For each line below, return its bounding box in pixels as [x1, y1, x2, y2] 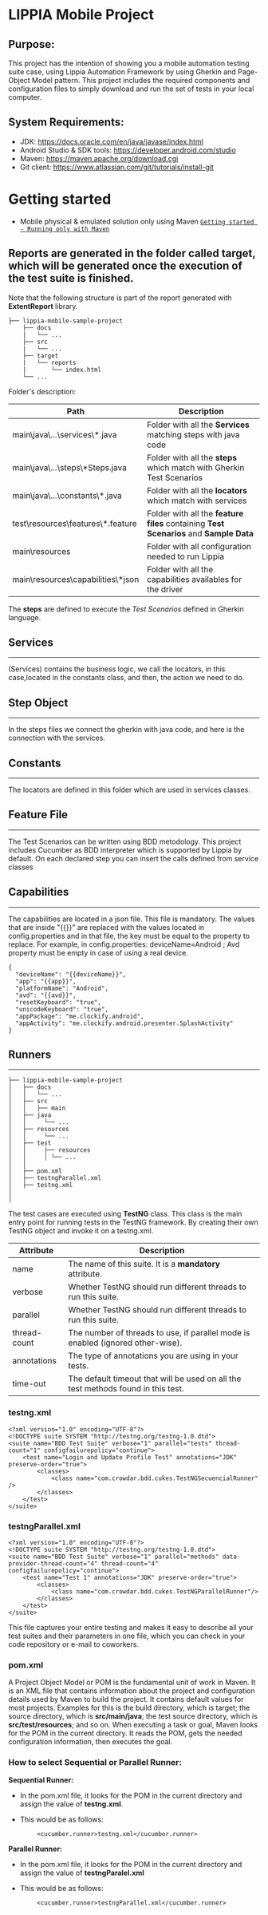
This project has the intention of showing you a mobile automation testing [8, 58, 250, 68]
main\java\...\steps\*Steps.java [12, 461, 128, 473]
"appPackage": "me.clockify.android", [15, 1012, 145, 1020]
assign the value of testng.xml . [19, 1798, 124, 1809]
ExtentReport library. [8, 301, 78, 311]
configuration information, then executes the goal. [8, 1737, 173, 1747]
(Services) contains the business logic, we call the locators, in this [8, 664, 226, 674]
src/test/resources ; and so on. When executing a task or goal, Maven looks [8, 1720, 258, 1730]
